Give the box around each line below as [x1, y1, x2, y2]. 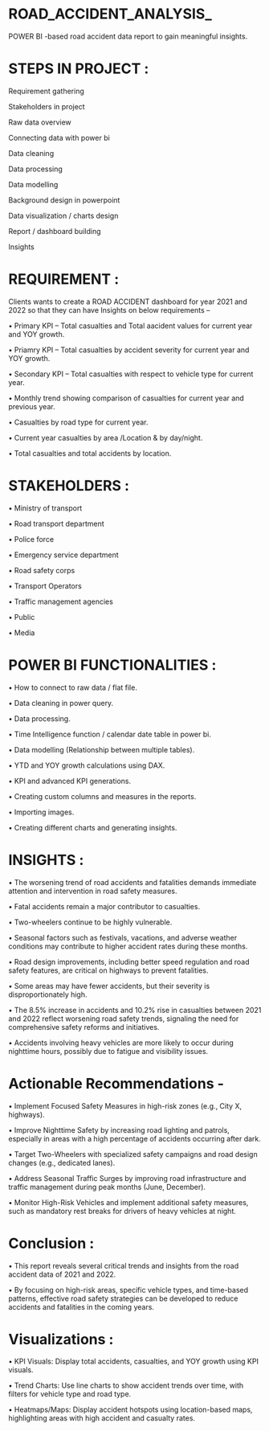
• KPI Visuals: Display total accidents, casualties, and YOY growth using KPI [8, 1356, 259, 1367]
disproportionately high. [8, 990, 88, 999]
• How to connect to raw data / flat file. [8, 683, 138, 692]
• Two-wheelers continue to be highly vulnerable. [8, 917, 173, 927]
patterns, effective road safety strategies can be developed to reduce [8, 1294, 238, 1303]
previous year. [8, 401, 55, 411]
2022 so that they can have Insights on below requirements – [8, 305, 210, 314]
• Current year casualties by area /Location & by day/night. [8, 433, 203, 442]
